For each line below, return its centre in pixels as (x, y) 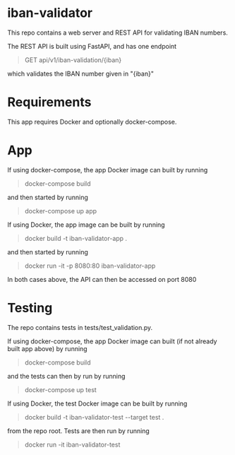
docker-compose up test (60, 389)
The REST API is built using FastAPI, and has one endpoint (92, 46)
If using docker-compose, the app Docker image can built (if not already (112, 341)
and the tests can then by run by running (66, 376)
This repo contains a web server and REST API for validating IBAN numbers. (117, 32)
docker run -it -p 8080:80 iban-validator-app (90, 266)
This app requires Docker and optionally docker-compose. (92, 122)
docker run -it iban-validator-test (72, 444)
